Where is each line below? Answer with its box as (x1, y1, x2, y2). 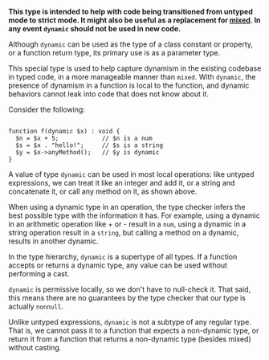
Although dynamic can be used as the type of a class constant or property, (8, 39, 254, 49)
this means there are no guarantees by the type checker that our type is (8, 293, 247, 302)
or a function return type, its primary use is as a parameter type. (8, 48, 221, 57)
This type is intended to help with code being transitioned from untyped (8, 7, 253, 16)
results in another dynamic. (8, 236, 99, 246)
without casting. (8, 343, 62, 352)
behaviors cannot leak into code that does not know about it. (8, 89, 210, 99)
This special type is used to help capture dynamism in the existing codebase (8, 63, 262, 73)
